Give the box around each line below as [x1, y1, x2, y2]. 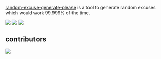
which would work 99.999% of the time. [5, 10, 91, 16]
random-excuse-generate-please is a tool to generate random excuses [5, 5, 156, 10]
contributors [5, 35, 47, 44]
